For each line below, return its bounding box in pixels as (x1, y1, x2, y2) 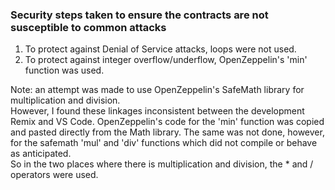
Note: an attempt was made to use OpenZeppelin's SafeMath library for (10, 84, 305, 96)
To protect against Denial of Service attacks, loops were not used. (24, 43, 297, 55)
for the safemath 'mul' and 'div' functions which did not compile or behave (10, 137, 318, 149)
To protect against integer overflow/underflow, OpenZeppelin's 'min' (24, 54, 308, 66)
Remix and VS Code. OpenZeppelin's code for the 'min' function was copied (10, 116, 325, 128)
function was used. (24, 64, 105, 77)
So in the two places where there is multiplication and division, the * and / (10, 158, 314, 170)
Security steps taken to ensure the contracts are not (10, 8, 269, 22)
